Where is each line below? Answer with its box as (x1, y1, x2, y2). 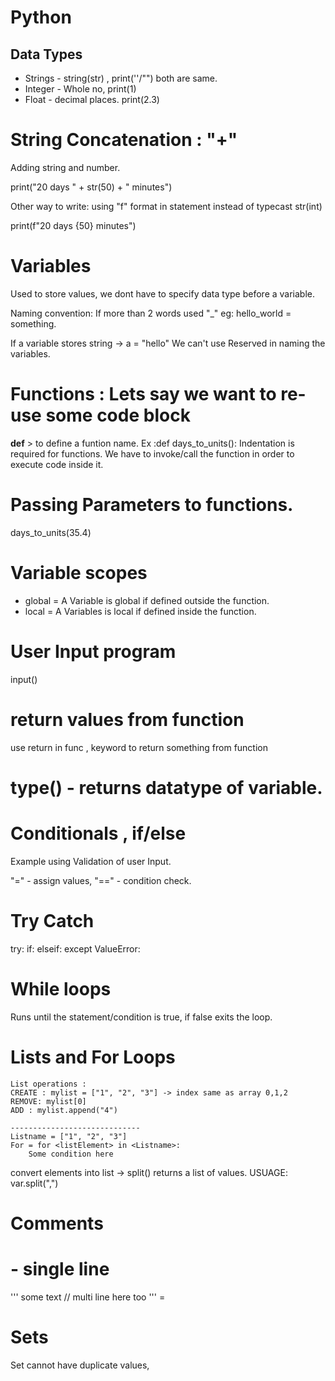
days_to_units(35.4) (10, 526, 92, 538)
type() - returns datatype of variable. (10, 776, 323, 799)
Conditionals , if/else (10, 822, 187, 845)
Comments (10, 1212, 104, 1235)
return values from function (10, 708, 245, 731)
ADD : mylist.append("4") (10, 1105, 118, 1115)
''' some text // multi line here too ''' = (10, 1291, 166, 1303)
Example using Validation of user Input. (10, 855, 172, 867)
